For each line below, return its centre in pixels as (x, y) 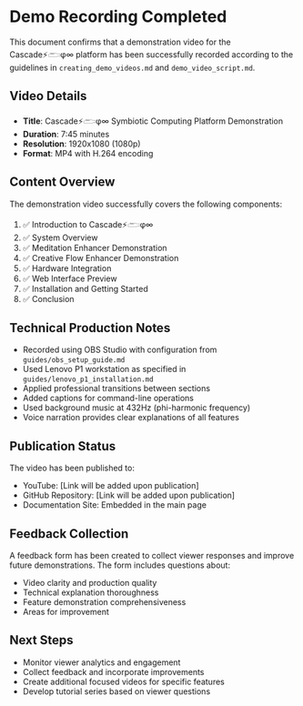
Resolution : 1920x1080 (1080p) (81, 144)
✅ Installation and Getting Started (85, 288)
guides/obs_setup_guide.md (74, 360)
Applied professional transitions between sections (116, 388)
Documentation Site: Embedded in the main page (115, 505)
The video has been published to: (72, 468)
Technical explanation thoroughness (91, 592)
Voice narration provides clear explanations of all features (131, 418)
